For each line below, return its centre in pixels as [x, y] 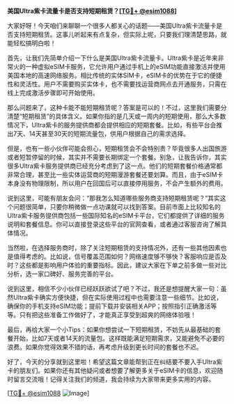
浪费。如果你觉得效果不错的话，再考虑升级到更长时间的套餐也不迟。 [105, 347]
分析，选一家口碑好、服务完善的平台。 [62, 274]
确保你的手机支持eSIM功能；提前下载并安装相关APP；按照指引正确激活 [109, 306]
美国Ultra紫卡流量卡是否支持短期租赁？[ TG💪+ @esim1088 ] [92, 11]
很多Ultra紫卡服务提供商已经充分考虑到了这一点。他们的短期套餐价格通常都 [115, 166]
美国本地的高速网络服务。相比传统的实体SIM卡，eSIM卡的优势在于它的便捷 [115, 75]
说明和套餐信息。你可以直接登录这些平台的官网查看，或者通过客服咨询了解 [114, 224]
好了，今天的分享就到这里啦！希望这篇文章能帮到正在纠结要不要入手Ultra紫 [115, 362]
